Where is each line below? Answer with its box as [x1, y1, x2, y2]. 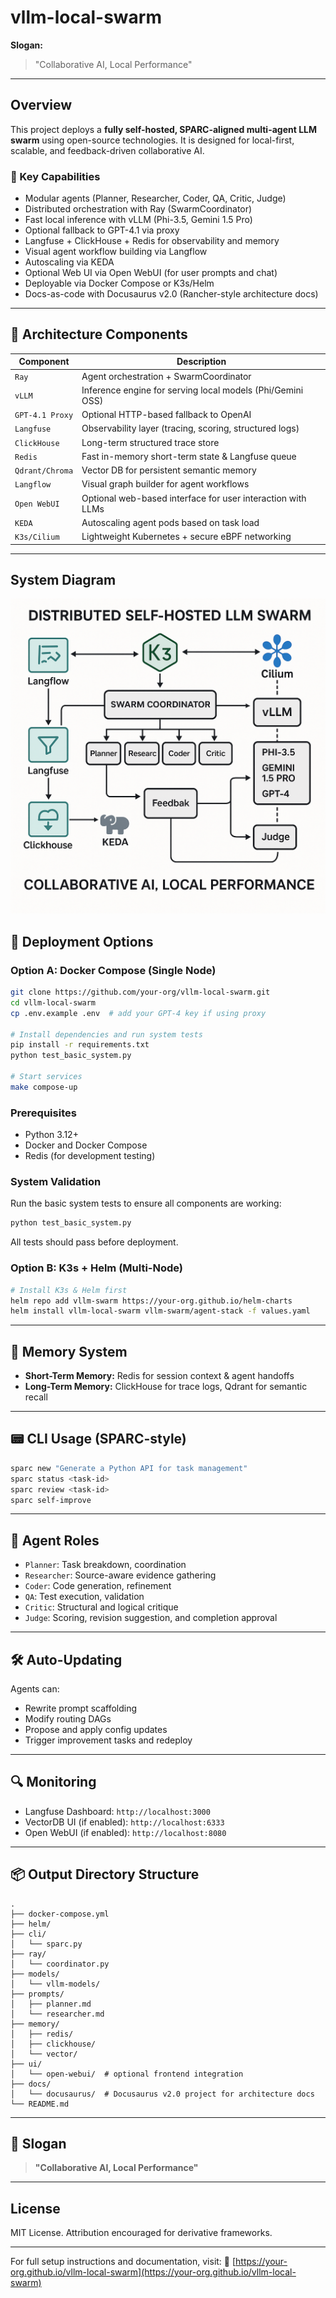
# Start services [10, 1072, 83, 1082]
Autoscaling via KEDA [24, 256, 115, 268]
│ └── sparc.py [10, 1939, 83, 1949]
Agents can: [10, 1683, 60, 1695]
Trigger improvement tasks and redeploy [24, 1734, 193, 1746]
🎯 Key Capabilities [10, 169, 101, 183]
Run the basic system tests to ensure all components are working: [10, 1197, 282, 1210]
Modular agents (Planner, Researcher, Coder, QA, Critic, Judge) [24, 192, 287, 205]
